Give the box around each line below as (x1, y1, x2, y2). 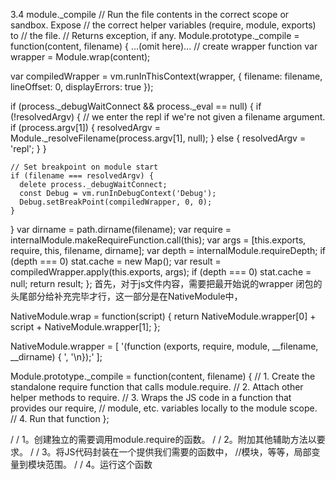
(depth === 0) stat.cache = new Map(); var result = (10, 255, 222, 267)
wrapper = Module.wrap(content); (10, 51, 151, 63)
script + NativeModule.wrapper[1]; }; (10, 321, 161, 333)
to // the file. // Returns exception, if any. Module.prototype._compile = (10, 30, 300, 41)
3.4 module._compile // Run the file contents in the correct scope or (10, 9, 290, 20)
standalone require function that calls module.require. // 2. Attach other (10, 381, 304, 393)
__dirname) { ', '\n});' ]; (10, 351, 103, 363)
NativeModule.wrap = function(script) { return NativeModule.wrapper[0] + (10, 310, 317, 322)
